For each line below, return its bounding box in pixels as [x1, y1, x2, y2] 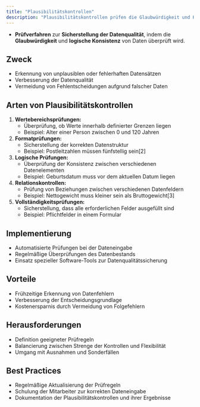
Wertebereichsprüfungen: [14, 116, 82, 123]
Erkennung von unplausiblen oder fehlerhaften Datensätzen [14, 70, 161, 78]
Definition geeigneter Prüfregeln [14, 335, 94, 343]
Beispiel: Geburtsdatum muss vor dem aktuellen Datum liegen [23, 173, 176, 180]
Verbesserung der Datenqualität [14, 76, 93, 84]
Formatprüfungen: [14, 135, 62, 142]
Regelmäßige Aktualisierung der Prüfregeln [14, 381, 121, 388]
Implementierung [6, 228, 72, 239]
